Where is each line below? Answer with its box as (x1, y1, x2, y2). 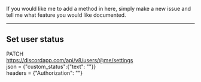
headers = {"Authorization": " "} (6, 69, 83, 77)
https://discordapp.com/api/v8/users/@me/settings (6, 56, 133, 63)
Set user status (6, 34, 65, 44)
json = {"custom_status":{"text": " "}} (6, 63, 96, 70)
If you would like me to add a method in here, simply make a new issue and (6, 5, 191, 12)
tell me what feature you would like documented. (6, 11, 127, 19)
